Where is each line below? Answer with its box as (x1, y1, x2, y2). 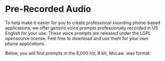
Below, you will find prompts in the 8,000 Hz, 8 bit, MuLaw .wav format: (5, 50, 151, 56)
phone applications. (5, 40, 46, 46)
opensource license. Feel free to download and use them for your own (5, 35, 149, 41)
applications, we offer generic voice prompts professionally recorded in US (5, 25, 159, 30)
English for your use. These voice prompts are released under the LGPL (5, 30, 151, 36)
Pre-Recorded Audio (5, 3, 92, 15)
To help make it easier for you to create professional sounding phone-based (5, 20, 161, 26)
